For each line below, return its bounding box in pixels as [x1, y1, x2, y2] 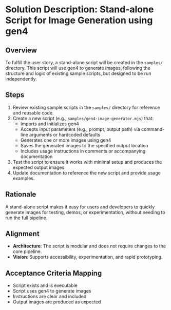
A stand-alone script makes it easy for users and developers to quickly [5, 204, 155, 210]
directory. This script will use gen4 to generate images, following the [5, 65, 150, 71]
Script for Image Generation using [5, 14, 153, 26]
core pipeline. [12, 248, 42, 255]
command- [141, 126, 165, 132]
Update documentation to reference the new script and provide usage [12, 169, 161, 176]
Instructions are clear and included [12, 294, 87, 300]
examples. [12, 175, 35, 181]
